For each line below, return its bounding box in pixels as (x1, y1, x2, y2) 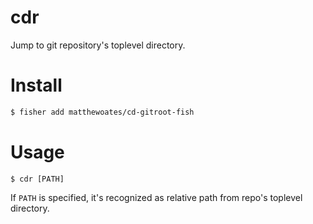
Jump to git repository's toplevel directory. (10, 39, 186, 51)
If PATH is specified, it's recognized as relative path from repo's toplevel (10, 191, 303, 203)
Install (10, 74, 63, 97)
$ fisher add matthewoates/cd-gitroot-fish (10, 107, 195, 117)
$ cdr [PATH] (10, 174, 65, 184)
